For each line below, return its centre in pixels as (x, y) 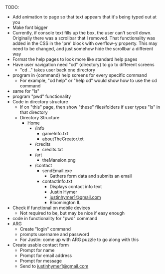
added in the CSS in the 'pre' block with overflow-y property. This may (85, 43)
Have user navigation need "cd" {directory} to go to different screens (83, 65)
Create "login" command (45, 229)
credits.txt (53, 149)
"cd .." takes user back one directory (58, 70)
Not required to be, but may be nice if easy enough (72, 213)
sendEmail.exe (57, 171)
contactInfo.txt (57, 181)
